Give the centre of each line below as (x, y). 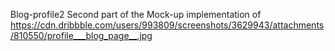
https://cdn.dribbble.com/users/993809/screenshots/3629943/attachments (167, 25)
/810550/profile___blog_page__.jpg (81, 35)
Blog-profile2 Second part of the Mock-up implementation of (136, 14)
